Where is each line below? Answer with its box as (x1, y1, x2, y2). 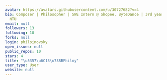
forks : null (5, 35, 30, 40)
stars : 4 (5, 53, 23, 59)
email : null (5, 21, 30, 26)
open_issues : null (5, 44, 43, 49)
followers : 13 (5, 26, 35, 31)
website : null (5, 68, 35, 73)
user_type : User (5, 63, 39, 68)
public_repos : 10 (5, 49, 41, 54)
